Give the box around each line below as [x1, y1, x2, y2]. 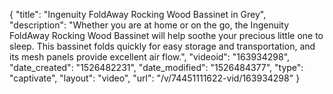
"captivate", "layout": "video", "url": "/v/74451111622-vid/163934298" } [9, 72, 301, 84]
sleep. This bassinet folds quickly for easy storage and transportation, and [9, 40, 316, 52]
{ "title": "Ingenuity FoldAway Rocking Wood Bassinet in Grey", [9, 9, 267, 20]
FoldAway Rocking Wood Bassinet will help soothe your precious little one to [9, 30, 324, 41]
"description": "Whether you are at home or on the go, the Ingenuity [9, 19, 290, 31]
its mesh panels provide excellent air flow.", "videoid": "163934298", [9, 51, 291, 63]
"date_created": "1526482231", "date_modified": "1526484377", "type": [9, 62, 304, 73]
